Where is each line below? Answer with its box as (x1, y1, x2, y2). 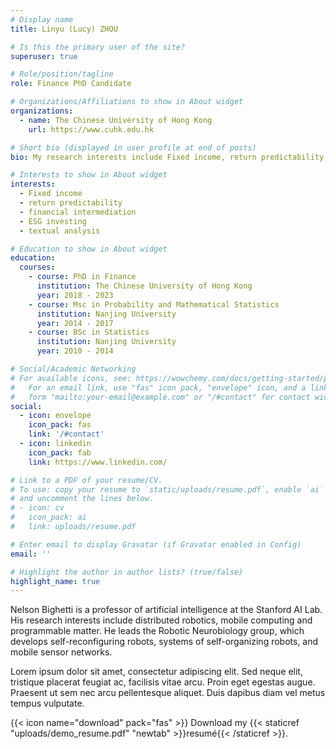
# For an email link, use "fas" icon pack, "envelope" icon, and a (10, 382, 307, 393)
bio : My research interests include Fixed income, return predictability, (10, 152, 329, 162)
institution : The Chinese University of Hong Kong (36, 281, 253, 291)
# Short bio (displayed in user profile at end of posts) (10, 142, 257, 153)
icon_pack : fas (28, 420, 92, 430)
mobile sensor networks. (10, 646, 113, 658)
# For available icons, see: (10, 373, 132, 383)
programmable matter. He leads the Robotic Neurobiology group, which (10, 625, 305, 637)
